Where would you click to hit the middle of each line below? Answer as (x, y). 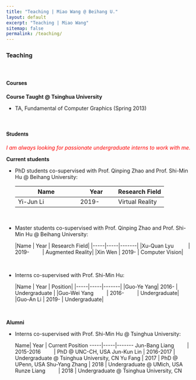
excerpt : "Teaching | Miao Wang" (48, 23)
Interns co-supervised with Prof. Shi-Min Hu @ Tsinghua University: (98, 334)
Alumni (15, 322)
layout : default (26, 17)
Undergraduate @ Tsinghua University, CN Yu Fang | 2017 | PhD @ (96, 358)
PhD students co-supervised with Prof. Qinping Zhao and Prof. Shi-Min (101, 171)
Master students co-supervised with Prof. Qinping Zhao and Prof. (94, 228)
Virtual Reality (137, 202)
